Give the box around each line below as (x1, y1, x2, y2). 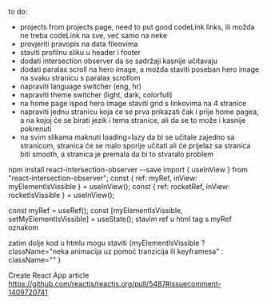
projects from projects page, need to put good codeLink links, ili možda (19, 22, 255, 31)
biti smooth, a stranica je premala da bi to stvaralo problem (19, 149, 214, 159)
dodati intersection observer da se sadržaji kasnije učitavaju (19, 56, 218, 65)
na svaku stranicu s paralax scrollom (19, 73, 141, 82)
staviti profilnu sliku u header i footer (19, 48, 141, 57)
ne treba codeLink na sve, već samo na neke (19, 31, 168, 40)
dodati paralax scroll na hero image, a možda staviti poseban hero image (19, 65, 260, 74)
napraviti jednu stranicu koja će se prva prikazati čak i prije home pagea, (19, 107, 259, 116)
